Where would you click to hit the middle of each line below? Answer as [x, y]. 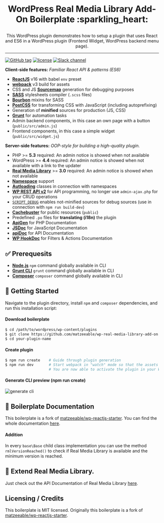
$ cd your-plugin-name [28, 339]
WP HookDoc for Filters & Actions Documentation [62, 239]
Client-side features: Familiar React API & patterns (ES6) [63, 70]
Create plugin [19, 350]
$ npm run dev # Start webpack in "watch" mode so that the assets [82, 365]
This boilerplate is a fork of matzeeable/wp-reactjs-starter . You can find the [81, 418]
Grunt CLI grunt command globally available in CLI [63, 271]
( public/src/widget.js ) [36, 136]
